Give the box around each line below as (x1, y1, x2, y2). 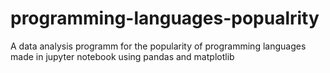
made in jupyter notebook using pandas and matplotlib (10, 50, 235, 62)
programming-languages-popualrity (10, 7, 320, 30)
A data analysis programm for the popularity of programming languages (10, 40, 307, 52)
